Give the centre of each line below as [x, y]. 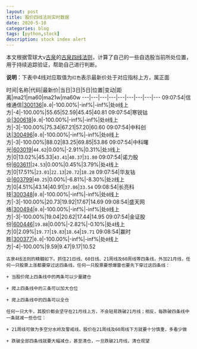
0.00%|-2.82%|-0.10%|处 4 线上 [87, 224]
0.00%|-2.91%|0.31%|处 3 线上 [85, 149]
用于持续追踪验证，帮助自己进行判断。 [53, 64]
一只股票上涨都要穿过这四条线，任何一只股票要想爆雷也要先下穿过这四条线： [90, 265]
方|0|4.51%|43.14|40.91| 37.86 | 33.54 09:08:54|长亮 [68, 187]
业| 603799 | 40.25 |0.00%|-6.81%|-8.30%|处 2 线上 [65, 179]
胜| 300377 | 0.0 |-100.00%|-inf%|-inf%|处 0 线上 [62, 239]
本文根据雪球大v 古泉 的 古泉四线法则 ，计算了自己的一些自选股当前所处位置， [99, 57]
